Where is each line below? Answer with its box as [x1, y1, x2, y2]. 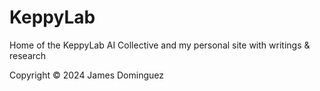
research [9, 49, 47, 61]
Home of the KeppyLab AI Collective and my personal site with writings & [9, 39, 311, 51]
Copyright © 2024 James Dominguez [9, 69, 164, 81]
